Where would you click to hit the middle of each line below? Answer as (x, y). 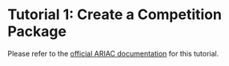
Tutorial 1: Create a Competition (114, 15)
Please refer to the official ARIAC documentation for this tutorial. (113, 53)
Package (37, 31)
